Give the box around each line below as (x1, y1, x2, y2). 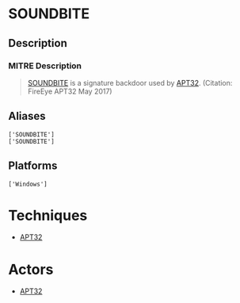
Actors (8, 260, 54, 278)
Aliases (8, 109, 46, 123)
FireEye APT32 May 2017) (27, 86, 112, 96)
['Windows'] (8, 180, 48, 188)
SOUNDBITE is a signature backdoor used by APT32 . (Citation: (27, 78, 233, 87)
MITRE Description (8, 60, 82, 71)
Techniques (8, 206, 88, 224)
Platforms (8, 159, 58, 173)
